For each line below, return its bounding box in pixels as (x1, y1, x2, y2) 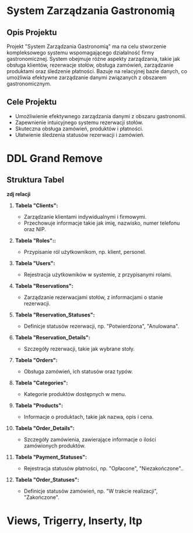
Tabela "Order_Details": (15, 424, 75, 431)
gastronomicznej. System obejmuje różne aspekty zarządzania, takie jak (6, 56, 180, 62)
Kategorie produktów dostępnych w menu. (23, 390, 127, 397)
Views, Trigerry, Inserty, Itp (6, 514, 142, 527)
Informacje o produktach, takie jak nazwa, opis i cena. (23, 413, 154, 420)
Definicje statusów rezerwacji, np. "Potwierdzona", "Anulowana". (23, 322, 180, 329)
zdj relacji (6, 190, 31, 197)
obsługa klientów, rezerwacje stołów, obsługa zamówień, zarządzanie (6, 61, 174, 68)
